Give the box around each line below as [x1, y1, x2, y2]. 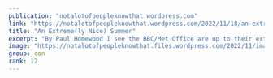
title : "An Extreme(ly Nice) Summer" [8, 27, 136, 35]
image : [8, 42, 31, 50]
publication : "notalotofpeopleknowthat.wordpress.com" [8, 11, 198, 20]
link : [8, 19, 27, 28]
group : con [8, 50, 45, 58]
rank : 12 [8, 58, 38, 66]
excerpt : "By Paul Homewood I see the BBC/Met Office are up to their [8, 34, 253, 43]
